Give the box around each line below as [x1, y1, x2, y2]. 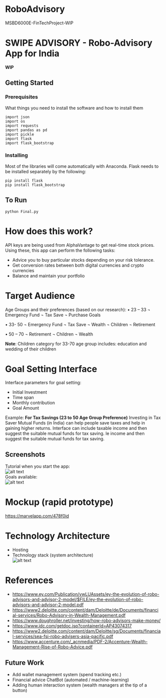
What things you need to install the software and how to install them [5, 105, 143, 111]
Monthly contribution [12, 400, 55, 406]
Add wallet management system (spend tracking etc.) [12, 671, 122, 677]
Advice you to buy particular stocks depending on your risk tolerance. [12, 257, 155, 263]
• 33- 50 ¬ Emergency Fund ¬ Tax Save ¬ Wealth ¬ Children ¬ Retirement [5, 321, 156, 327]
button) [12, 687, 28, 693]
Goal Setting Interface [5, 363, 97, 374]
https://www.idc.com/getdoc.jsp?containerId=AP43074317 [12, 623, 132, 629]
